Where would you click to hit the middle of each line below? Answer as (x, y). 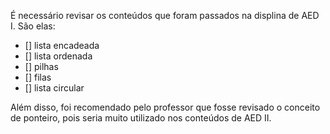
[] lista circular (54, 88)
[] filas (38, 77)
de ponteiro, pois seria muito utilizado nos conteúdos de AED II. (141, 118)
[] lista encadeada (62, 45)
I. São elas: (33, 26)
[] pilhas (41, 66)
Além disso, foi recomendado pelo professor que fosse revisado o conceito (165, 107)
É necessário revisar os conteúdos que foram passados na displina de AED (165, 15)
